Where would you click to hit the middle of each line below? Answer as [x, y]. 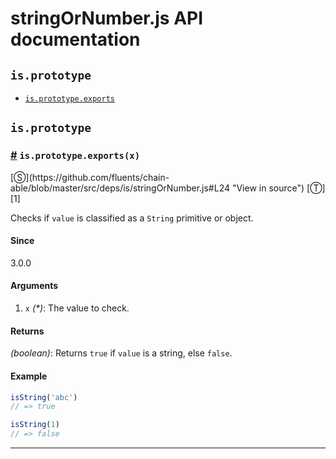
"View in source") [268, 188]
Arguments [34, 286]
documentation [75, 39]
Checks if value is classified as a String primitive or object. [132, 218]
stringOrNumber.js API [107, 18]
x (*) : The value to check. [77, 308]
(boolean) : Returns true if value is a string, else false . [121, 353]
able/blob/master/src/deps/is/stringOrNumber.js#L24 [120, 188]
